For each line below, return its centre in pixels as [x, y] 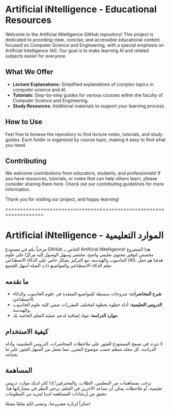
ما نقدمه [17, 281]
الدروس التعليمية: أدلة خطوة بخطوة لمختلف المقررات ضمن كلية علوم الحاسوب [87, 305]
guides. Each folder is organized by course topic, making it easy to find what [85, 140]
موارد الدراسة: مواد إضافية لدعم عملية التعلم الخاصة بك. [65, 315]
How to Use [24, 122]
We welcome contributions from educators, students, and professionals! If [83, 173]
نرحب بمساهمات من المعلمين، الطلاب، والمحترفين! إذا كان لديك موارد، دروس [78, 382]
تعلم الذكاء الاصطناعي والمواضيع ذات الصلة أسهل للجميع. [59, 265]
